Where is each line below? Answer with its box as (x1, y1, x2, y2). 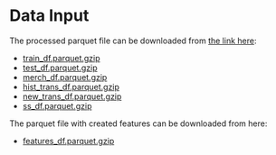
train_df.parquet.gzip (22, 52, 101, 63)
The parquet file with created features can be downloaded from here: (9, 118, 268, 129)
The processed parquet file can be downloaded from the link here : (9, 35, 257, 46)
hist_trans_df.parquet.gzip (22, 81, 120, 92)
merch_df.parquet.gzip (22, 71, 108, 82)
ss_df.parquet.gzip (22, 100, 92, 111)
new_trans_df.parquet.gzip (22, 91, 122, 102)
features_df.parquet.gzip (22, 135, 115, 146)
